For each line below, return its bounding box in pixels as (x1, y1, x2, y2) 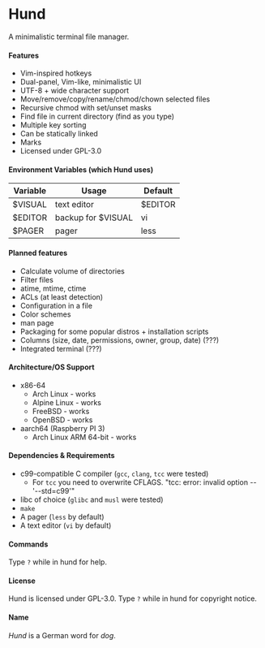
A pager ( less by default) (19, 512, 105, 521)
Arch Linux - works (32, 389, 96, 399)
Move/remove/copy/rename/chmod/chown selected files (19, 94, 211, 104)
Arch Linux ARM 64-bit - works (32, 432, 137, 442)
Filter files (19, 274, 54, 284)
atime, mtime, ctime (19, 283, 87, 293)
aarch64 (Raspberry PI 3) (19, 423, 105, 433)
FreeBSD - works (32, 406, 90, 416)
